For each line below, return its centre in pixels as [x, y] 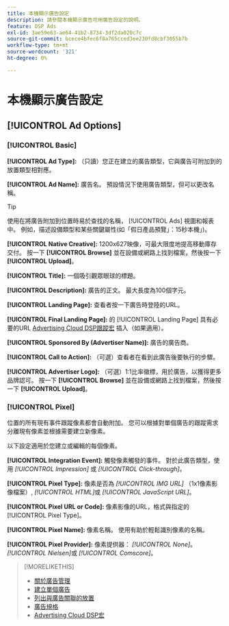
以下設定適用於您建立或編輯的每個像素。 [64, 446]
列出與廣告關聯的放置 [64, 598]
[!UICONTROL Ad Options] [64, 126]
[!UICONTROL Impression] [52, 469]
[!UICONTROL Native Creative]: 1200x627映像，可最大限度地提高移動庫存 [112, 243]
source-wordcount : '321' [42, 52]
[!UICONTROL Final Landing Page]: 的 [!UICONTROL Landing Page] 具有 [110, 319]
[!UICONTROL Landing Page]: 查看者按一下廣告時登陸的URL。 [95, 304]
